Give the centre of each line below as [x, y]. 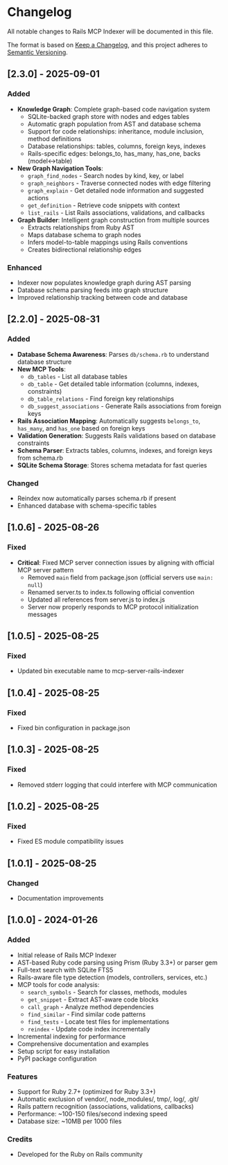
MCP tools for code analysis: [58, 984]
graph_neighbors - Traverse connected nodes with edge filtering [119, 183]
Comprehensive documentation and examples [83, 1043]
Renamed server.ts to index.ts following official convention [111, 592]
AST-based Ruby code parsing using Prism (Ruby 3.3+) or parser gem [117, 962]
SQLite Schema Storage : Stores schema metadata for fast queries [112, 465]
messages [42, 614]
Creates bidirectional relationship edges [85, 249]
